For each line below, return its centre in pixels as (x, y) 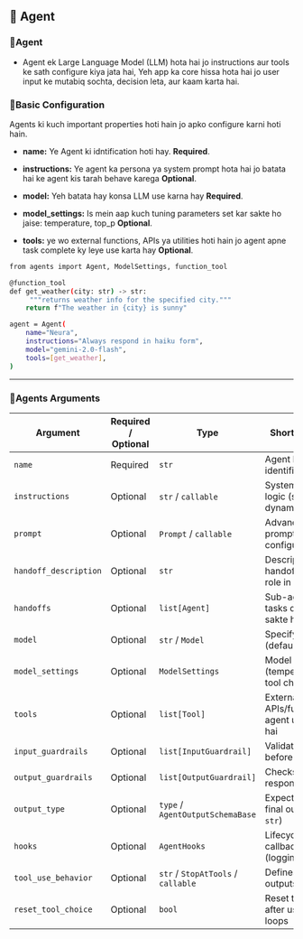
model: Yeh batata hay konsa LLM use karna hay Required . (133, 196)
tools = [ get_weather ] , (66, 358)
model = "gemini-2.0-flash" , (76, 349)
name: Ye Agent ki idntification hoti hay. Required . (116, 151)
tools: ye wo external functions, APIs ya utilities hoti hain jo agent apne (154, 240)
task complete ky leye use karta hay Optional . (108, 250)
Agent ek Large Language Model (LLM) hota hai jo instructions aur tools (156, 62)
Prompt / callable (196, 534)
